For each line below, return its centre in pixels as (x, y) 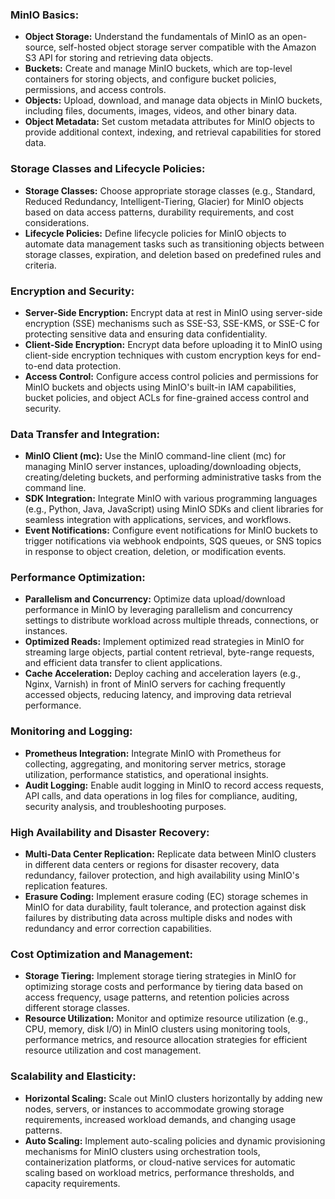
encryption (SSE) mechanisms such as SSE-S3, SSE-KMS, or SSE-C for (172, 323)
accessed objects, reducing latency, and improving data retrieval (158, 695)
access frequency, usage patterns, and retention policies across (157, 997)
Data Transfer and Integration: (85, 434)
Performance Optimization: (78, 578)
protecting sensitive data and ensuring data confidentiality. (146, 334)
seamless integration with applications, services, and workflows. (158, 520)
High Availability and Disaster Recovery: (110, 832)
